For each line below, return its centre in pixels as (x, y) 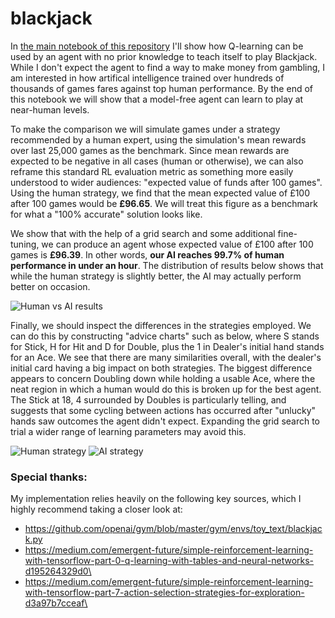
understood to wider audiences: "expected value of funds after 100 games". (166, 182)
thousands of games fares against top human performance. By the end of (161, 88)
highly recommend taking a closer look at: (96, 509)
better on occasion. (50, 286)
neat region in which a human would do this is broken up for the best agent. (166, 389)
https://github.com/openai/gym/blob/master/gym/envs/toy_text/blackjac (173, 529)
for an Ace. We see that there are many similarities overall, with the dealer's (166, 357)
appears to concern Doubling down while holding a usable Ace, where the (163, 378)
